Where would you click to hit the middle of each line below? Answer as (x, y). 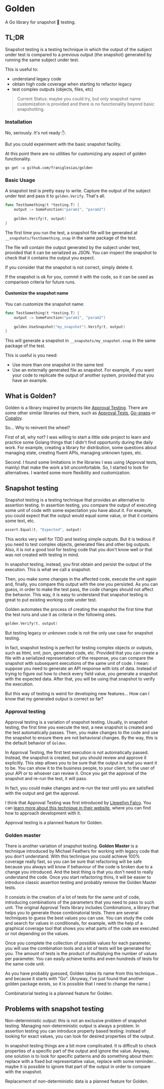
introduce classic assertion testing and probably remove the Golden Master (81, 883)
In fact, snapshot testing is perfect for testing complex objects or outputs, (79, 647)
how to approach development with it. (43, 813)
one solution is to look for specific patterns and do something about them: (80, 1056)
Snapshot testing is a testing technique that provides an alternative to (75, 500)
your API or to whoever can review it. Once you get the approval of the (76, 773)
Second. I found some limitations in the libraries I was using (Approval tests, (81, 462)
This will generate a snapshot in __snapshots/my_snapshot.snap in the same (81, 341)
